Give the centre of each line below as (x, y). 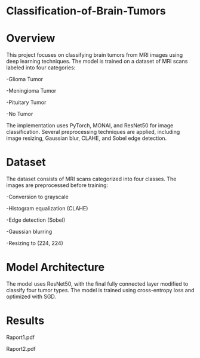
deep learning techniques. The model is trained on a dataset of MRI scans (97, 62)
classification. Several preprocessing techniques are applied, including (93, 132)
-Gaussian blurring (29, 232)
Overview (31, 39)
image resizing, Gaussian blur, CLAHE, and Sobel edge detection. (87, 138)
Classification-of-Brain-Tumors (86, 11)
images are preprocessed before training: (57, 185)
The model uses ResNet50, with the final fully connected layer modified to (97, 284)
